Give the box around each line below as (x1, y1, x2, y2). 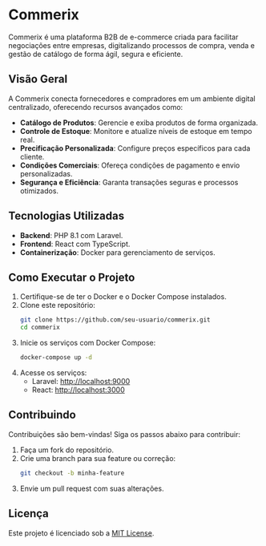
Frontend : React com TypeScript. (19, 239, 131, 249)
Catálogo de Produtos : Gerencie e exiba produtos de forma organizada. (19, 118, 259, 127)
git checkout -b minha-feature (19, 469, 125, 477)
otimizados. (19, 186, 58, 196)
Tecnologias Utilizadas (8, 209, 125, 223)
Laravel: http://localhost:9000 (31, 377, 131, 386)
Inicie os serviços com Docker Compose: (19, 338, 156, 348)
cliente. (19, 152, 45, 161)
